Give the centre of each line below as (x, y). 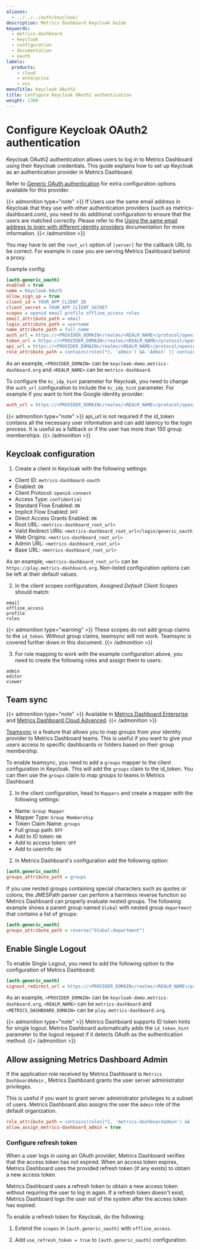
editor (14, 676)
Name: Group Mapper (40, 811)
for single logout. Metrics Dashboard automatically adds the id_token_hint (98, 1028)
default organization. (32, 1111)
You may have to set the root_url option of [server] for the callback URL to (99, 245)
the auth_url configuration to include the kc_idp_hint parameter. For (90, 387)
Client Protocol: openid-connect (53, 492)
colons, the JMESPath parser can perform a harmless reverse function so (96, 895)
